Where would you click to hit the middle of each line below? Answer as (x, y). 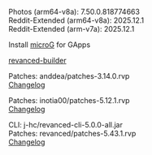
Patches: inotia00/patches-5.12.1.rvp (69, 100)
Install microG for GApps (50, 45)
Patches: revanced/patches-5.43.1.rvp (72, 133)
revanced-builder (37, 60)
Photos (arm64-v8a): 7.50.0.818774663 (74, 12)
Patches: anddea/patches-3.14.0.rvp (69, 76)
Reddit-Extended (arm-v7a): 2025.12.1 (72, 29)
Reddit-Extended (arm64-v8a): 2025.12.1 (76, 20)
